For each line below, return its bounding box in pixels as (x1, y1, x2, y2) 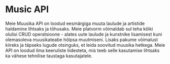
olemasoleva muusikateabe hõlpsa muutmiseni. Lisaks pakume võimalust (5, 37, 158, 43)
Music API (5, 4, 49, 15)
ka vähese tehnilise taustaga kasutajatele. (5, 52, 93, 59)
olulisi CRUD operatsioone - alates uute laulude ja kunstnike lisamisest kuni (5, 31, 162, 37)
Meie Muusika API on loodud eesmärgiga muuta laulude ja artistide (5, 20, 145, 26)
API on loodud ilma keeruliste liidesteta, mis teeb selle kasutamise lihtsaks (5, 47, 160, 53)
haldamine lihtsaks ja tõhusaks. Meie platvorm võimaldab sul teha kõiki (5, 25, 153, 31)
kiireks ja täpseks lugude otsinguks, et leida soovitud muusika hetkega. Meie (5, 42, 165, 48)
